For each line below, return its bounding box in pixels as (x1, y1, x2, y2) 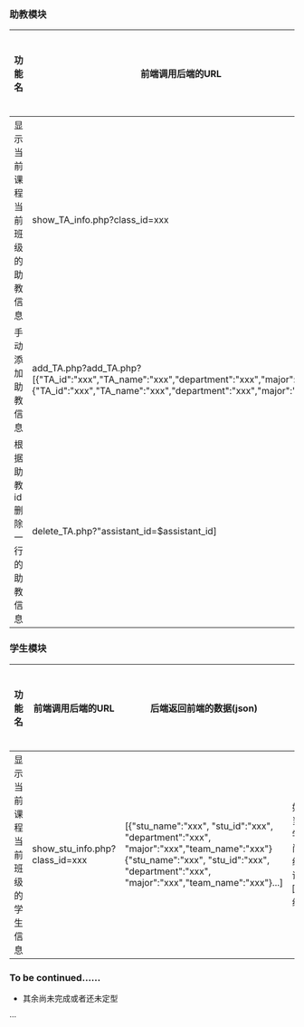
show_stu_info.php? (32, 842, 116, 855)
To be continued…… (9, 971, 101, 984)
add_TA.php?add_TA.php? (32, 362, 142, 375)
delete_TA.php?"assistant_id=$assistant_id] (32, 525, 217, 538)
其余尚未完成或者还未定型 (22, 993, 119, 1003)
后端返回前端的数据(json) (150, 702, 258, 715)
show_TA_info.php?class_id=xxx (32, 214, 169, 226)
